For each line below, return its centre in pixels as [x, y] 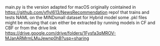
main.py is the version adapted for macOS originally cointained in [70, 7]
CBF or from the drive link [31, 28]
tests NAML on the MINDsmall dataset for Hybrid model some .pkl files [76, 17]
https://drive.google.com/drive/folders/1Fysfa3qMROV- [60, 33]
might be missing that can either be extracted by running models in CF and [80, 23]
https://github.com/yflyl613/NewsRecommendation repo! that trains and [77, 12]
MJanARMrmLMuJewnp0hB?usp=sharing [47, 38]
